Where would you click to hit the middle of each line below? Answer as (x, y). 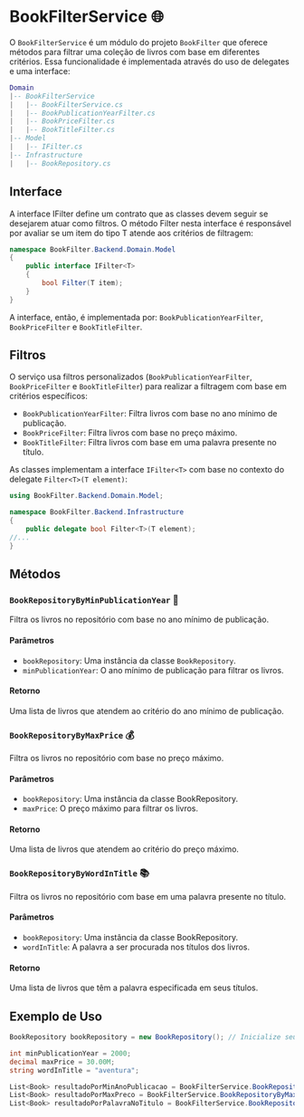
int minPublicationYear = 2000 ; (70, 1053)
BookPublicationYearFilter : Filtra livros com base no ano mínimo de (150, 414)
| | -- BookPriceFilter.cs (62, 121)
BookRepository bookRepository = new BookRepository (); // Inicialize (145, 1037)
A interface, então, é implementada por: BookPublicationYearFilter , (137, 317)
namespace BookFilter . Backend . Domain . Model (93, 249)
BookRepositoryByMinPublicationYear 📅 (94, 600)
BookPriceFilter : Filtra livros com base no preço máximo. (130, 433)
